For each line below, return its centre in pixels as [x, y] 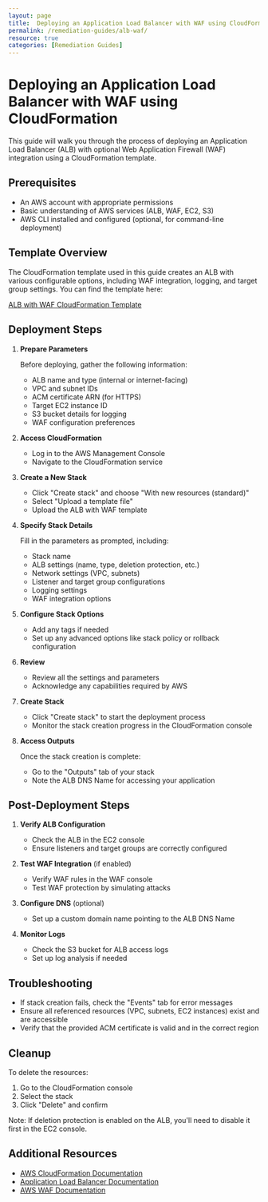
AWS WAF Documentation [63, 1190]
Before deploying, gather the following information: [103, 364]
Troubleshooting [51, 983]
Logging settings [59, 590]
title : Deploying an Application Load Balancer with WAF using [117, 23]
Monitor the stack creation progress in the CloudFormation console [142, 725]
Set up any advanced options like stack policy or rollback [125, 638]
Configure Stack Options [62, 614]
